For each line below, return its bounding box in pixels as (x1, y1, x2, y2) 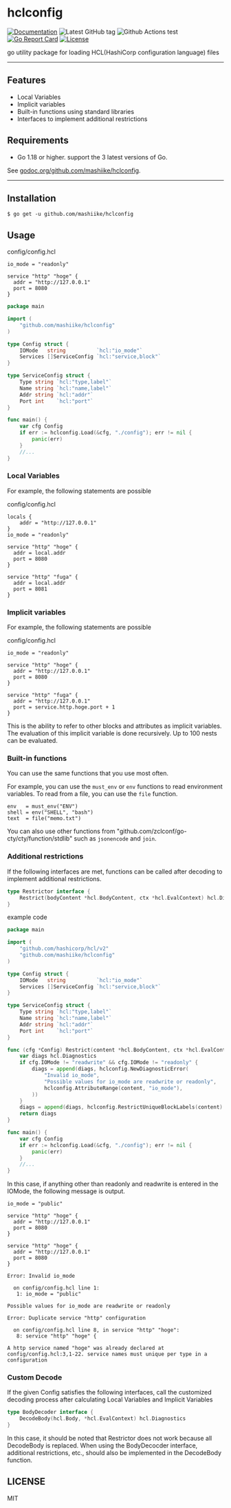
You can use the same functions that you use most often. (7, 769, 169, 777)
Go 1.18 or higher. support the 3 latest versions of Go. (16, 153, 168, 161)
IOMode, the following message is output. (7, 1187, 126, 1195)
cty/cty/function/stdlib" (7, 834, 73, 843)
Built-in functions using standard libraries (16, 107, 135, 115)
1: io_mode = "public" (16, 1291, 81, 1298)
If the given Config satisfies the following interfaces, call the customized (7, 1388, 212, 1397)
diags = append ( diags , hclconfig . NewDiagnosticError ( (32, 1065, 189, 1073)
